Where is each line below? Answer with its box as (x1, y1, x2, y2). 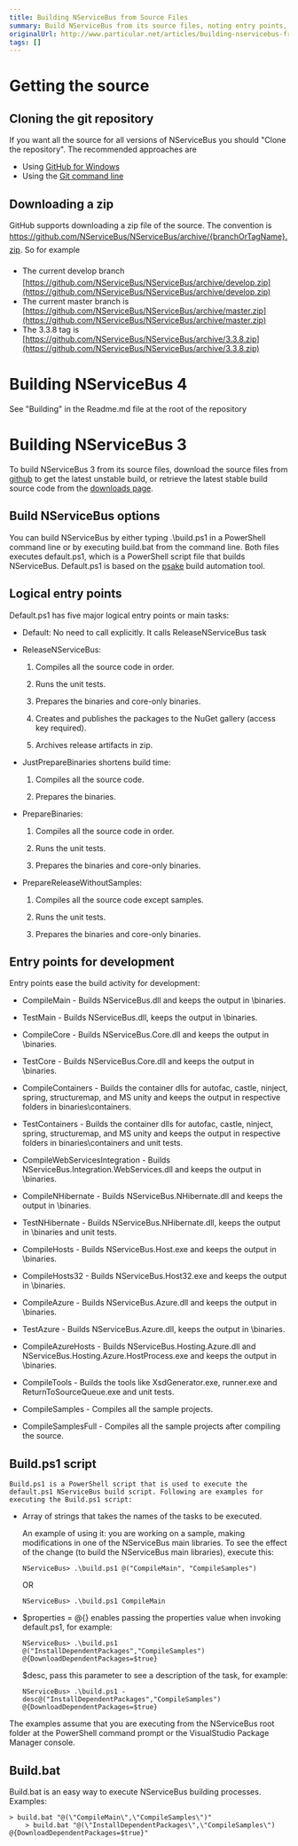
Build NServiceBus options (9, 509, 161, 524)
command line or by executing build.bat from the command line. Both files (9, 541, 279, 552)
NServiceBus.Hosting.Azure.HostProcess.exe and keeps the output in (21, 1351, 278, 1361)
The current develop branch (21, 265, 125, 276)
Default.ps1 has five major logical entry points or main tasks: (9, 610, 230, 620)
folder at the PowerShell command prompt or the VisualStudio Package (9, 1728, 270, 1739)
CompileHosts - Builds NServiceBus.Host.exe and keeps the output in (21, 1244, 277, 1255)
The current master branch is (21, 296, 129, 307)
